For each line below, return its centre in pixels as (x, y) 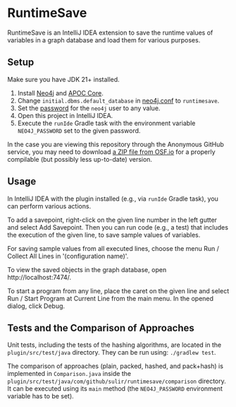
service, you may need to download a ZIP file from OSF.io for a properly (112, 152)
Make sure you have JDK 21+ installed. (63, 79)
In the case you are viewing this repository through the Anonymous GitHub (116, 144)
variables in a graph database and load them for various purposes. (104, 40)
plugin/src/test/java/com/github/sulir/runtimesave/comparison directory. (117, 381)
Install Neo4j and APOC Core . (60, 93)
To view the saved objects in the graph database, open (87, 269)
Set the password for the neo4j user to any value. (89, 108)
